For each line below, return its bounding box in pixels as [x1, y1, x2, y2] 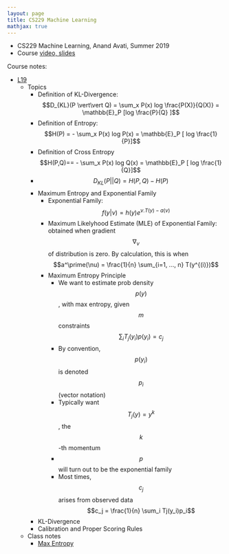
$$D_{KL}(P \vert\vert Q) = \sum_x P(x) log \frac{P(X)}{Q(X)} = [42, 101, 220, 109]
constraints [58, 321, 91, 330]
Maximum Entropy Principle [47, 271, 126, 279]
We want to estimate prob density [58, 278, 154, 286]
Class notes [27, 532, 61, 540]
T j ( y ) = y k [127, 409, 155, 420]
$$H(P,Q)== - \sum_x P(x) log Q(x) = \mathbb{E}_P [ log [40, 159, 199, 167]
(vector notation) [58, 391, 106, 399]
